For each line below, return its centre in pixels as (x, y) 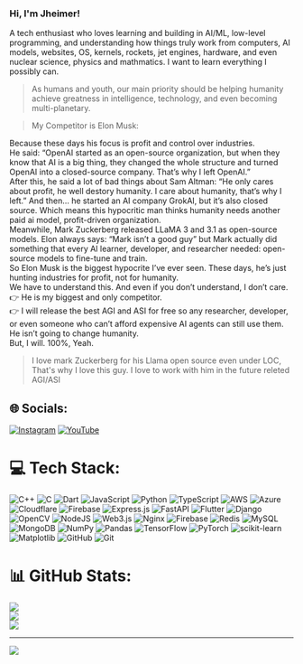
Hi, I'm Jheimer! (45, 14)
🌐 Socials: (39, 408)
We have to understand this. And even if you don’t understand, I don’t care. (149, 287)
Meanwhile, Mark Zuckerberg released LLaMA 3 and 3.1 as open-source (143, 229)
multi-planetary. (61, 108)
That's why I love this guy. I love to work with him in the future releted (161, 370)
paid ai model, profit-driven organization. (85, 220)
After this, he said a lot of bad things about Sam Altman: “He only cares (142, 182)
